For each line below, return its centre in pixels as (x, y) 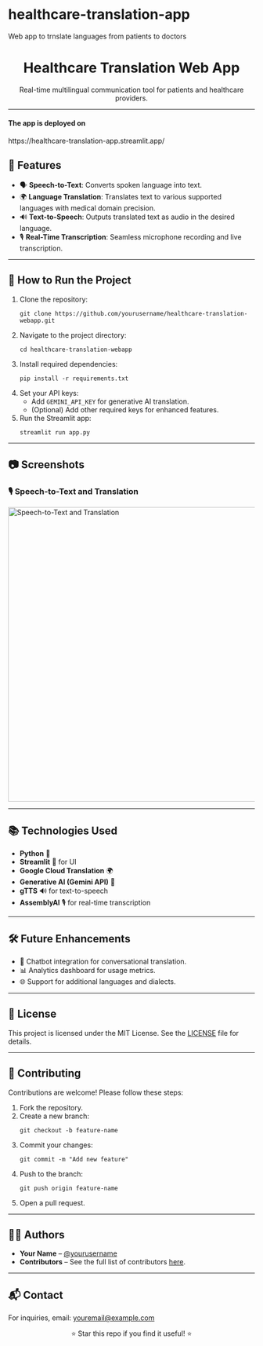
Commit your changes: (56, 1145)
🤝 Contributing (45, 1074)
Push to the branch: (51, 1174)
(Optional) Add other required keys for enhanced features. (125, 409)
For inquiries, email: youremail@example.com (81, 1318)
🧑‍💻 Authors (36, 1235)
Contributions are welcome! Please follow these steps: (96, 1092)
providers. (131, 98)
